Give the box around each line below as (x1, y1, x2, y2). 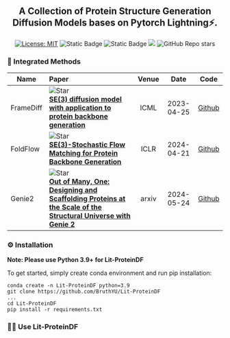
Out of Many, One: (49, 177, 110, 186)
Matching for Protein (49, 149, 118, 158)
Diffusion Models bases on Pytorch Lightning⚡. (12, 17, 218, 29)
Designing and (49, 185, 98, 195)
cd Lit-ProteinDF (7, 300, 57, 307)
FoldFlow (10, 144, 40, 154)
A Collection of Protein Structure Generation (18, 5, 212, 17)
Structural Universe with (49, 211, 131, 221)
